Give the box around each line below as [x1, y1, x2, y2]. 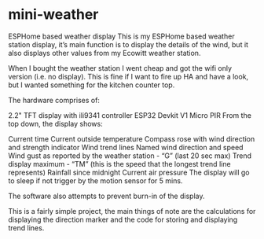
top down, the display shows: [8, 119, 104, 128]
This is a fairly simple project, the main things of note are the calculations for [8, 206, 256, 215]
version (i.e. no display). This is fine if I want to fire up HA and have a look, [8, 72, 249, 81]
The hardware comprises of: [8, 95, 101, 105]
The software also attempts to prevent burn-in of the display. [8, 191, 205, 200]
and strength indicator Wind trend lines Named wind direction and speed [8, 142, 244, 152]
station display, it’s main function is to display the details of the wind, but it [8, 39, 249, 49]
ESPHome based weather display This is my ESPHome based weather [8, 31, 235, 41]
